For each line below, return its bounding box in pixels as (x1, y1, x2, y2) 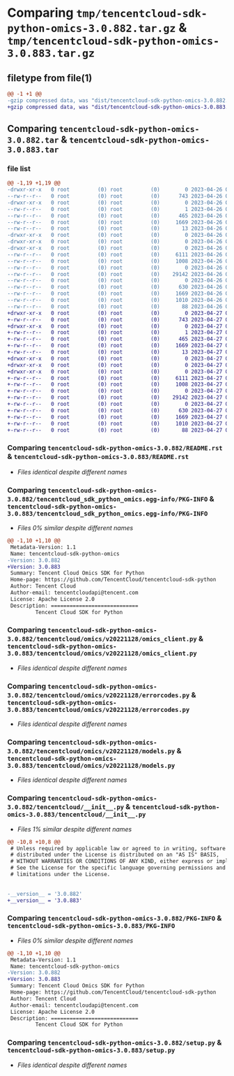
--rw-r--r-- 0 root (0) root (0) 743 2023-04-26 (7, 193, 223, 200)
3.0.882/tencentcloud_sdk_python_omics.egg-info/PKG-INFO (7, 495, 208, 503)
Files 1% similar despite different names (17, 824, 132, 833)
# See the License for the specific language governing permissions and (10, 864, 226, 871)
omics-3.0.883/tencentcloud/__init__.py (7, 810, 146, 819)
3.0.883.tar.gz (7, 47, 95, 60)
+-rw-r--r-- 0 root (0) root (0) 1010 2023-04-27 (7, 420, 223, 427)
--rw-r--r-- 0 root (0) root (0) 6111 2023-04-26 (7, 251, 223, 258)
